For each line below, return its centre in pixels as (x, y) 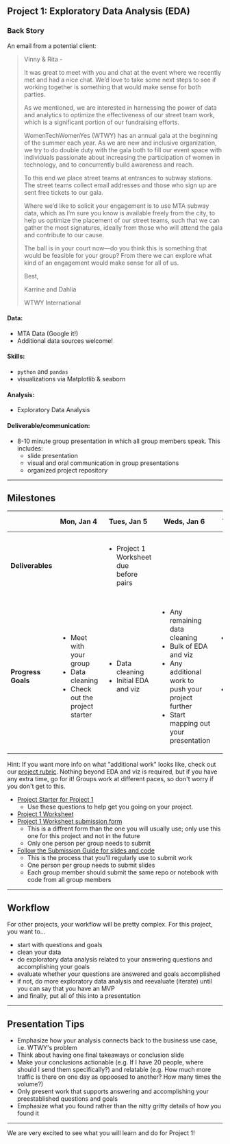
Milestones (31, 498)
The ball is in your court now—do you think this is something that (115, 248)
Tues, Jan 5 (128, 522)
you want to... (26, 931)
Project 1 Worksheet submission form (69, 822)
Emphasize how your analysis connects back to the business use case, (117, 1040)
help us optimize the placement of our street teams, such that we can (122, 220)
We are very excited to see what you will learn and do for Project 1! (101, 1133)
